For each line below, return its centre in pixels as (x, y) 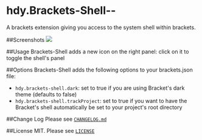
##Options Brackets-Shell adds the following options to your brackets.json (99, 70)
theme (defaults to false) (46, 94)
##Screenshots (26, 39)
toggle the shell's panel (36, 58)
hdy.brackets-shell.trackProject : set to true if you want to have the (101, 101)
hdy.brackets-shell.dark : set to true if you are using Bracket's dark (100, 88)
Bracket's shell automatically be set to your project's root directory (99, 107)
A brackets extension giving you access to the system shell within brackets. (101, 27)
